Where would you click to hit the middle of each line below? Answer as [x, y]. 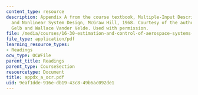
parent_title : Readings [35, 61]
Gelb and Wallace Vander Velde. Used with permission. [80, 28]
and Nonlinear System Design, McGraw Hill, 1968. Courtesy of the [95, 22]
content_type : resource [35, 12]
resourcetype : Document [35, 72]
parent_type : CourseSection [41, 66]
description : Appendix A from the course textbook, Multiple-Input [91, 17]
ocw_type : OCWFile [29, 55]
